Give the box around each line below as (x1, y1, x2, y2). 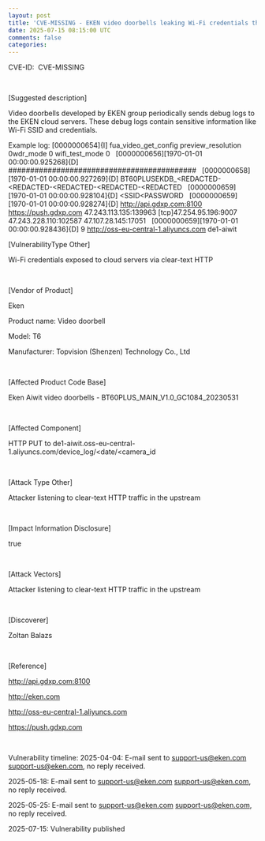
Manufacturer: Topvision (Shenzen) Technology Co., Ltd (8, 347, 191, 356)
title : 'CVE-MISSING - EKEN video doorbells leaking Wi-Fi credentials (8, 19, 248, 27)
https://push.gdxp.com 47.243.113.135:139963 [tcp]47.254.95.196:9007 (8, 208, 238, 217)
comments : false (8, 33, 62, 42)
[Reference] (8, 661, 47, 671)
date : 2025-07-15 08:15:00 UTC (8, 26, 111, 34)
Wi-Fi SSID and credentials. (8, 126, 98, 135)
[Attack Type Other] (8, 478, 73, 487)
